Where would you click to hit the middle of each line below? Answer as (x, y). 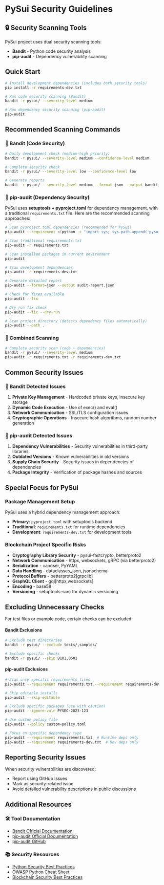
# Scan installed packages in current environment (58, 254)
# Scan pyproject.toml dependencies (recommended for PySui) (69, 227)
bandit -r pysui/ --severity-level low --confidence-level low (71, 172)
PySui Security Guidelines (59, 9)
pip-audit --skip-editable (32, 697)
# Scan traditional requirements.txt (43, 241)
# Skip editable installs (31, 693)
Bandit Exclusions (24, 630)
